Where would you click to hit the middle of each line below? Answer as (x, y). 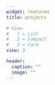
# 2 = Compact (26, 40)
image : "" (24, 72)
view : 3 (16, 51)
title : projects (26, 17)
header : (16, 61)
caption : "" (27, 66)
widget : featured (28, 12)
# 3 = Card (22, 45)
